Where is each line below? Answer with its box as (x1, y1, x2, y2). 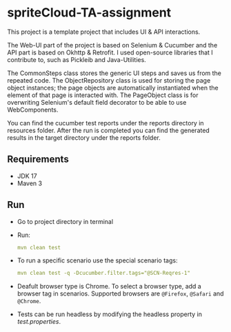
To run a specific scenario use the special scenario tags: (17, 256, 178, 264)
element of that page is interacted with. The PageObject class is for (7, 91, 199, 99)
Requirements (7, 154, 69, 165)
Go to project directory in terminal (17, 217, 114, 225)
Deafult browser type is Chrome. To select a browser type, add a (17, 282, 201, 291)
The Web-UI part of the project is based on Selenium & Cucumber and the (7, 41, 218, 49)
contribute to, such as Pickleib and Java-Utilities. (7, 55, 146, 63)
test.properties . (17, 318, 61, 326)
